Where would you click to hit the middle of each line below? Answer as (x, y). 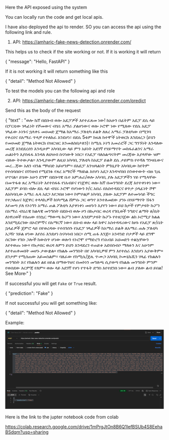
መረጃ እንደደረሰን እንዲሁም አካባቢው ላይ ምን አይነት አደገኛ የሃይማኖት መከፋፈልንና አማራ (79, 149)
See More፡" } (18, 273)
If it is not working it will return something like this (57, 71)
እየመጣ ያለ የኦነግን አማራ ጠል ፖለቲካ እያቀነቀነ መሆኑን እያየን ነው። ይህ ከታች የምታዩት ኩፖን (82, 205)
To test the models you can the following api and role (60, 91)
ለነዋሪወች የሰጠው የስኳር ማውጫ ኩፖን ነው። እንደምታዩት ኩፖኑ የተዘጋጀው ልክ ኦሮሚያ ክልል (82, 217)
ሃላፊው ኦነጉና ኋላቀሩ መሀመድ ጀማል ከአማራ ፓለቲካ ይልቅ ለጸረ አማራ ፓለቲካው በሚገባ (78, 131)
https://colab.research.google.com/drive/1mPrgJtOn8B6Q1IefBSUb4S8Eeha (84, 427)
